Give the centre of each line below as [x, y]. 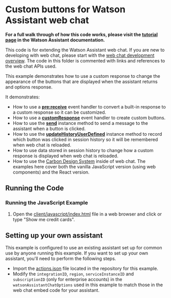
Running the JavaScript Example [47, 203]
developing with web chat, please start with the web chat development [80, 55]
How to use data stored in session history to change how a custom [83, 150]
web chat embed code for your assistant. [56, 290]
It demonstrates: [23, 97]
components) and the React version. [51, 172]
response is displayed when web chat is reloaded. [66, 156]
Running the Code [35, 188]
